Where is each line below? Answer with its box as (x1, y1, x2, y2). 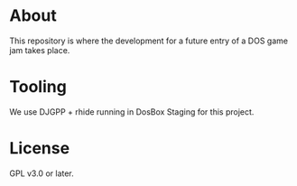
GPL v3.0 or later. (9, 168, 74, 179)
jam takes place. (9, 44, 70, 55)
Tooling (9, 77, 68, 98)
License (9, 138, 70, 159)
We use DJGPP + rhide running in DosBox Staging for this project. (9, 106, 255, 117)
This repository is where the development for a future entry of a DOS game (9, 35, 289, 46)
